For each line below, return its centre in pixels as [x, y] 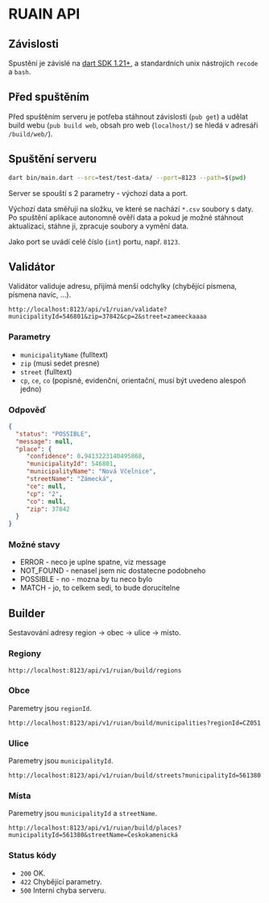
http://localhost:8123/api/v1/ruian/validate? [88, 310]
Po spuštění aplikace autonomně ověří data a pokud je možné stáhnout [126, 217]
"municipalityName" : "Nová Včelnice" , [91, 472]
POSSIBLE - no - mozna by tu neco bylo [86, 579]
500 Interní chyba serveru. [63, 890]
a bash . [20, 72]
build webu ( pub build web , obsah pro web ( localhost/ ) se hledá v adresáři [133, 125]
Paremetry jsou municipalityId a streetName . [83, 813]
